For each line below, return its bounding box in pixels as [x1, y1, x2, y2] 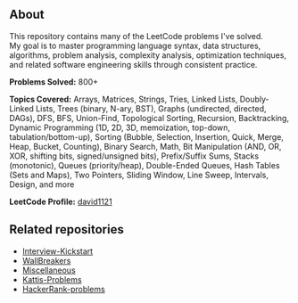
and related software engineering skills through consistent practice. [9, 59, 258, 70]
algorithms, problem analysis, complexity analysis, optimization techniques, [9, 49, 287, 61]
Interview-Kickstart [21, 245, 94, 257]
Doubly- [239, 94, 269, 104]
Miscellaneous [21, 265, 76, 275]
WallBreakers [21, 255, 71, 266]
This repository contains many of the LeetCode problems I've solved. [9, 30, 263, 41]
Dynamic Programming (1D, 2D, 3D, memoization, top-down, [9, 122, 230, 133]
